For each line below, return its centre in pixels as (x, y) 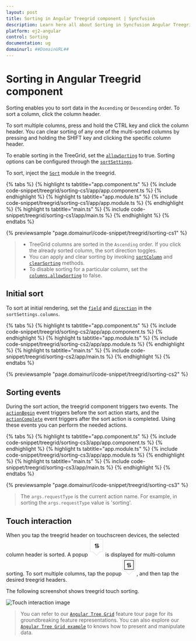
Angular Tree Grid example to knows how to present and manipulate (103, 626)
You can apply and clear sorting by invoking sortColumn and (101, 256)
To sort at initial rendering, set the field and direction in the (79, 308)
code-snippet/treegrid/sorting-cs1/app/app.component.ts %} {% (84, 190)
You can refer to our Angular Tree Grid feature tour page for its (97, 614)
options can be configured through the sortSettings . (69, 162)
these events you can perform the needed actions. (67, 425)
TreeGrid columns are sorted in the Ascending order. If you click (105, 244)
